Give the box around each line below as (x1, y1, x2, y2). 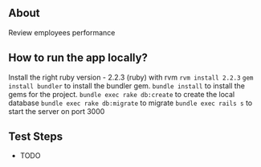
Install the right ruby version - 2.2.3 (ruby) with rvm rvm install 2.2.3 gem (8, 72, 254, 82)
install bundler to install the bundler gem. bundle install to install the (8, 80, 246, 91)
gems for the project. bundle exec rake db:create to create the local (8, 89, 235, 99)
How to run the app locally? (8, 51, 149, 65)
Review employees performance (8, 27, 116, 37)
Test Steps (8, 130, 63, 144)
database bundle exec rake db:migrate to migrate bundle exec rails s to (8, 98, 253, 108)
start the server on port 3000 (8, 106, 105, 116)
